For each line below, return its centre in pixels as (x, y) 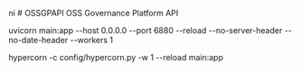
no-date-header (38, 40)
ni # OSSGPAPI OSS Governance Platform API (94, 13)
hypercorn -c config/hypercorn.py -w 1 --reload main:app (116, 57)
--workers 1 (92, 40)
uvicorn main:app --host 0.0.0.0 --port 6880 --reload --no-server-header (146, 30)
